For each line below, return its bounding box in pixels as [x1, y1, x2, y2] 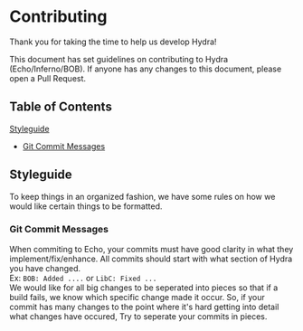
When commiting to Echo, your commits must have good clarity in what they [9, 243, 294, 254]
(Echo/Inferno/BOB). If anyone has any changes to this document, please [9, 63, 282, 74]
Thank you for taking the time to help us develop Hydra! [9, 36, 217, 47]
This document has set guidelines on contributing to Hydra [9, 53, 229, 64]
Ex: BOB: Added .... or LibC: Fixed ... [9, 272, 157, 283]
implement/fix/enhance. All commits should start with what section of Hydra [9, 253, 293, 264]
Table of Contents [9, 99, 113, 115]
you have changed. [9, 262, 81, 273]
